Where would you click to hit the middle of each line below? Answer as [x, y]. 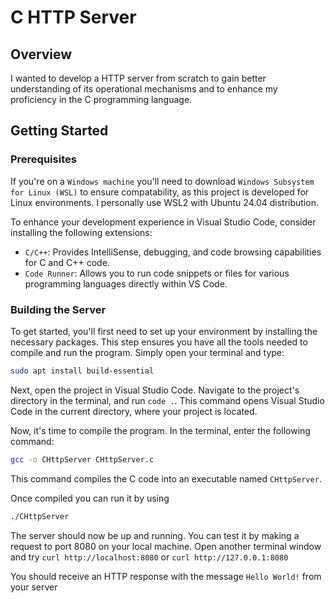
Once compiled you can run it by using [90, 498]
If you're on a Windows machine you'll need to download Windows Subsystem [162, 181]
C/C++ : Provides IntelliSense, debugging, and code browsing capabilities [173, 252]
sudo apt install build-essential [82, 371]
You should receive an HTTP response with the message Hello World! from [166, 576]
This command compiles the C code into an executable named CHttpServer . [166, 478]
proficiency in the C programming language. [101, 99]
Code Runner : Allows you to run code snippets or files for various [157, 273]
